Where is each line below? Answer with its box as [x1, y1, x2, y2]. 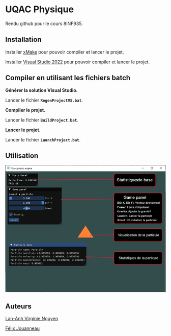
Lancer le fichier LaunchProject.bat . [5, 136, 81, 142]
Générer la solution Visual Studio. [5, 87, 78, 93]
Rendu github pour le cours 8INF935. [5, 20, 83, 27]
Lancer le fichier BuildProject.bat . [5, 116, 79, 123]
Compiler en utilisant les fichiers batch [5, 74, 131, 82]
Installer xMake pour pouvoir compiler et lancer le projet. [5, 49, 124, 55]
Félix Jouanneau [5, 325, 40, 331]
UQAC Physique [5, 4, 74, 15]
